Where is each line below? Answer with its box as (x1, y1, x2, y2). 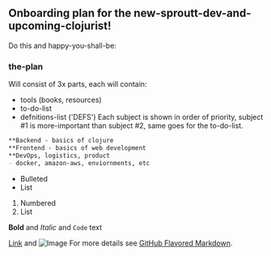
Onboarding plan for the (8, 6, 132, 20)
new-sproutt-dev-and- (133, 6, 252, 20)
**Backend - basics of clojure (8, 137, 114, 145)
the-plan (8, 61, 44, 72)
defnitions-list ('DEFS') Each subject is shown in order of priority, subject (19, 113, 264, 122)
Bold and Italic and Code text (8, 222, 103, 232)
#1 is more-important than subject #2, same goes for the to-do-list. (19, 121, 244, 130)
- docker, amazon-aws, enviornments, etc (8, 159, 150, 167)
